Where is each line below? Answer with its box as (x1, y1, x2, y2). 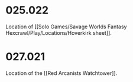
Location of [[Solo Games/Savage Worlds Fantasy (5, 23, 127, 30)
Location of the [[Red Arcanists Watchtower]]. (5, 69, 118, 77)
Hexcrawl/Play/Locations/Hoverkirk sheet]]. (5, 29, 112, 36)
